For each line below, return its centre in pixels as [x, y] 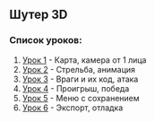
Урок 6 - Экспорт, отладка [73, 108]
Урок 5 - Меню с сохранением [81, 98]
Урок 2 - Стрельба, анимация [79, 69]
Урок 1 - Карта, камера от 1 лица [84, 60]
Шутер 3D [39, 15]
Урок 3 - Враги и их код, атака [80, 79]
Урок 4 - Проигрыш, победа [76, 88]
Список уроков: [46, 40]
